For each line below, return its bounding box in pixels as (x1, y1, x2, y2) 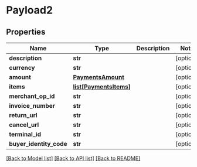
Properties (6, 27, 46, 37)
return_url (9, 111, 38, 119)
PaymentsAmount (73, 73, 125, 81)
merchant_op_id (9, 92, 55, 100)
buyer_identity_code (9, 140, 67, 148)
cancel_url (9, 121, 39, 129)
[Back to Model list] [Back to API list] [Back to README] (6, 155, 141, 162)
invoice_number (9, 102, 56, 110)
